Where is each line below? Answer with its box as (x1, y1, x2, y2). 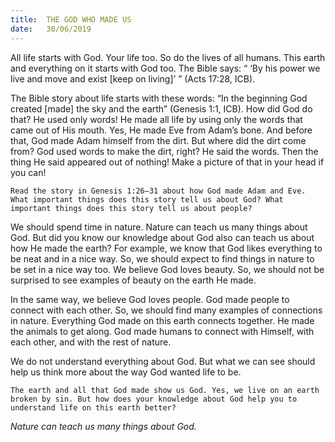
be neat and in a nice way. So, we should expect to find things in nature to (10, 252, 315, 265)
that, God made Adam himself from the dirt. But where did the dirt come (10, 134, 307, 146)
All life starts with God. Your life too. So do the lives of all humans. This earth (10, 51, 326, 63)
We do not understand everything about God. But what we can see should (10, 355, 316, 367)
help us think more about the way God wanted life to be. (10, 366, 242, 378)
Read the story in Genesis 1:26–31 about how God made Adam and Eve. (10, 186, 307, 196)
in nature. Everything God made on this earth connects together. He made (10, 314, 315, 326)
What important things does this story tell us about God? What (10, 194, 284, 205)
